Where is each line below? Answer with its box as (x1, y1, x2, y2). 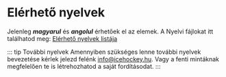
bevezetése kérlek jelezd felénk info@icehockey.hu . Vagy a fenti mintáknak (7, 55, 220, 63)
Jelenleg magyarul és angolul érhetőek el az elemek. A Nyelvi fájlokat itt (7, 27, 214, 35)
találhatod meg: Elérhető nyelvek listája (7, 34, 118, 42)
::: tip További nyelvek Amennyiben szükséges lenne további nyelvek (7, 48, 201, 56)
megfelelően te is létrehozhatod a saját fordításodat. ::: (7, 62, 161, 70)
